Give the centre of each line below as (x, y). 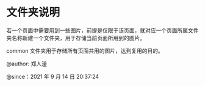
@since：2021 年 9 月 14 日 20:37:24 (53, 76)
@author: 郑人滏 (27, 64)
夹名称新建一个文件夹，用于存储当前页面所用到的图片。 (76, 38)
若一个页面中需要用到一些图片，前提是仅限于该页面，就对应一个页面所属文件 (103, 30)
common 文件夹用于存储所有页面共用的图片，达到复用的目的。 (85, 51)
